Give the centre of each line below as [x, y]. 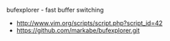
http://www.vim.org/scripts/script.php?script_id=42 [89, 23]
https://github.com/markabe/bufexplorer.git [78, 30]
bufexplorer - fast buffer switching [55, 10]
